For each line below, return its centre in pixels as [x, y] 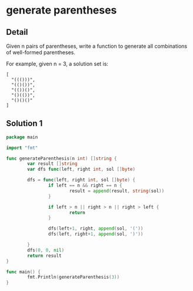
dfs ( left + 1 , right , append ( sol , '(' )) [96, 229]
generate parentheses [61, 10]
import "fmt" [22, 148]
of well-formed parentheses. [41, 52]
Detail [17, 32]
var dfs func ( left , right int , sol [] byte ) [81, 169]
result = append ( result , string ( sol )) [117, 191]
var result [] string [52, 164]
